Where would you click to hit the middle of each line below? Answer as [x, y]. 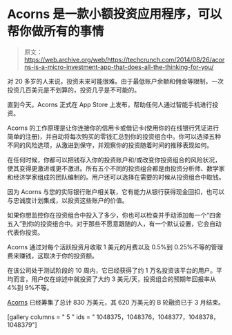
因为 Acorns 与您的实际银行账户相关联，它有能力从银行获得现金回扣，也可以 [116, 191]
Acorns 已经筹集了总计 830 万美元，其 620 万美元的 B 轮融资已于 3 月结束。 [116, 302]
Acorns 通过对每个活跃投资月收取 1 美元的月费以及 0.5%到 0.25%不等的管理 [115, 247]
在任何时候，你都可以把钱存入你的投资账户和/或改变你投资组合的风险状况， [114, 160]
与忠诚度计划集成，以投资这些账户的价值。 [68, 200]
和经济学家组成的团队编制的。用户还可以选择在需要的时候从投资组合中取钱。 [116, 177]
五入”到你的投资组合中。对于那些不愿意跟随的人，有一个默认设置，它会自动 [115, 223]
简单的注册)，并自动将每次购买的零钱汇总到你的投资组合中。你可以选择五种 [114, 136]
